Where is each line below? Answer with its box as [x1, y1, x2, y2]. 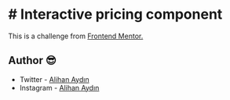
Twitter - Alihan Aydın [19, 74, 89, 84]
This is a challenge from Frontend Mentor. [8, 31, 144, 41]
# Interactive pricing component [8, 5, 223, 23]
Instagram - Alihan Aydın [19, 83, 100, 92]
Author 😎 [8, 54, 57, 67]
